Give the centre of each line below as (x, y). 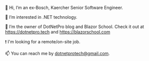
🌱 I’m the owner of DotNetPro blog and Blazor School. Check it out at (75, 27)
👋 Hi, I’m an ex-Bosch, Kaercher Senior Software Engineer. (64, 8)
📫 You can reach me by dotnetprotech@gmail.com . (58, 53)
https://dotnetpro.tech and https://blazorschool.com (58, 32)
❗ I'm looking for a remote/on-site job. (43, 42)
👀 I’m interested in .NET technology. (41, 17)
